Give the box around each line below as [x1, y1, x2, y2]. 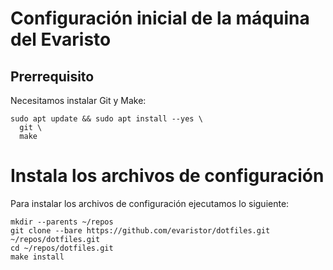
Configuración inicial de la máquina [10, 7, 310, 30]
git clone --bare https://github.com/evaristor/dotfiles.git [10, 225, 271, 236]
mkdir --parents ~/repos [10, 217, 114, 227]
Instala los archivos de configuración [10, 165, 325, 187]
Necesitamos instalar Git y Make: [10, 95, 147, 106]
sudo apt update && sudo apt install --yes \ [10, 114, 203, 124]
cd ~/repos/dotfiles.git [10, 243, 114, 253]
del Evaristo [10, 28, 112, 51]
